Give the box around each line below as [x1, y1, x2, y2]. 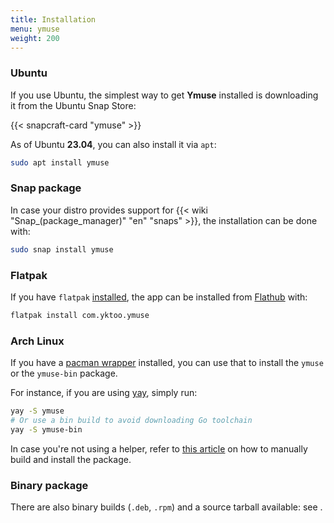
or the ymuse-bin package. [10, 367, 118, 380]
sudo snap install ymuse [10, 244, 114, 255]
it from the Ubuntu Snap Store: [10, 99, 137, 111]
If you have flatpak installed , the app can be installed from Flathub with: [10, 291, 308, 303]
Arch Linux [10, 334, 65, 348]
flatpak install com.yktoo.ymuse [10, 311, 150, 321]
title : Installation [10, 14, 97, 25]
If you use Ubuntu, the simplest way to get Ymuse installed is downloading [10, 89, 319, 101]
